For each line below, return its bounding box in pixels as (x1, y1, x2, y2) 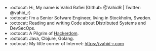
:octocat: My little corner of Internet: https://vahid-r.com (9, 41, 124, 46)
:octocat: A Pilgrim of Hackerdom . (9, 31, 79, 36)
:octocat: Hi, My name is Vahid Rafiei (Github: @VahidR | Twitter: (9, 5, 141, 10)
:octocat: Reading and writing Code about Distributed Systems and (9, 20, 146, 26)
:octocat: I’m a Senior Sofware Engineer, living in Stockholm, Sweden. (9, 15, 152, 20)
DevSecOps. (9, 25, 36, 31)
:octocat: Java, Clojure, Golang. (9, 35, 74, 41)
